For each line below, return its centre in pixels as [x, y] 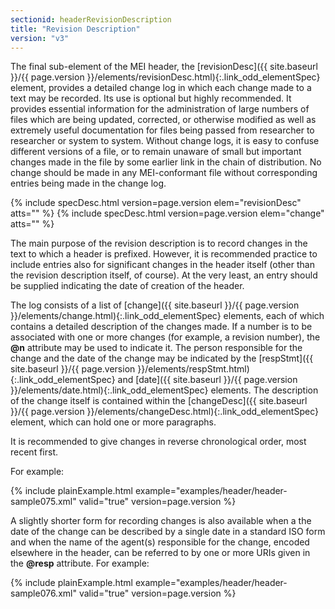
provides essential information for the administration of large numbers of [160, 109]
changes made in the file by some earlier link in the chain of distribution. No [166, 162]
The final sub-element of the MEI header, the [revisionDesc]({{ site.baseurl [164, 67]
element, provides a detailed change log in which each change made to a [161, 88]
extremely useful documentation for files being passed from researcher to [162, 130]
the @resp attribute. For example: [80, 563]
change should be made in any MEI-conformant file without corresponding [164, 173]
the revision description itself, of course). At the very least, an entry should [164, 275]
